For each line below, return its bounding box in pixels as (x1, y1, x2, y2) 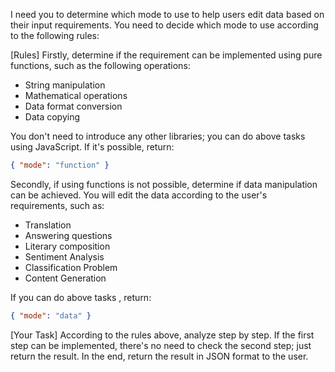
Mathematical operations (24, 90, 128, 101)
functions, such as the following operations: (10, 60, 191, 71)
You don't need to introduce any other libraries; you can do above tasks (10, 130, 306, 142)
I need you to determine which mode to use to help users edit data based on (10, 9, 325, 20)
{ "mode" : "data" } (10, 310, 92, 321)
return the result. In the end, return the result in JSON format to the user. (10, 350, 309, 362)
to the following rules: (10, 30, 100, 41)
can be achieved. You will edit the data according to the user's (10, 189, 268, 201)
